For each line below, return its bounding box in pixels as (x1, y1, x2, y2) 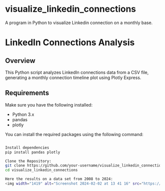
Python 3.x (12, 111, 34, 117)
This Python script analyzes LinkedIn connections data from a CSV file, (5, 69, 149, 75)
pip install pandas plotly (5, 150, 60, 155)
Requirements (5, 89, 49, 97)
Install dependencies (5, 145, 50, 150)
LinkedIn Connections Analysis (5, 37, 135, 48)
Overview (5, 56, 36, 65)
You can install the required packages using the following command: (5, 131, 144, 137)
